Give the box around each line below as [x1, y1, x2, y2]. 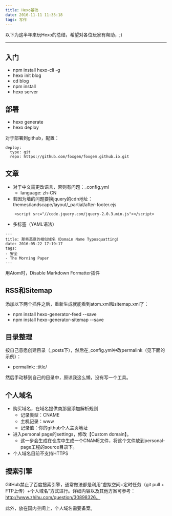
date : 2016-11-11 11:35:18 [5, 12, 63, 17]
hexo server [12, 89, 38, 95]
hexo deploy [12, 124, 39, 130]
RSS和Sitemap [5, 286, 53, 295]
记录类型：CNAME [20, 412, 60, 418]
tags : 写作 [5, 17, 27, 22]
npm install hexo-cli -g [12, 67, 60, 73]
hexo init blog [12, 72, 42, 78]
